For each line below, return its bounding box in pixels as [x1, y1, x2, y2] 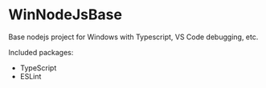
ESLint [19, 71, 42, 81]
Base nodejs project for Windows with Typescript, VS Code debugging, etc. [8, 32, 259, 42]
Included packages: [8, 47, 74, 57]
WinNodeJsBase [8, 6, 123, 24]
